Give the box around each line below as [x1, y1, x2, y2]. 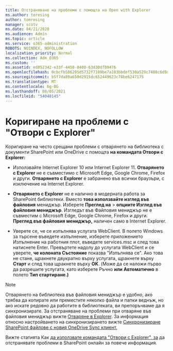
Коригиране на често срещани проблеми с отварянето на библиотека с [5, 143, 164, 150]
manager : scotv [5, 22, 38, 27]
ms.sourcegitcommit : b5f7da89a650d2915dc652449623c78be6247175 [5, 75, 144, 80]
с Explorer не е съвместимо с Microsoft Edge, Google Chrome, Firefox [12, 170, 166, 176]
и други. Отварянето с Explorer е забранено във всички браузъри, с [12, 175, 165, 181]
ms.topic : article [5, 36, 45, 42]
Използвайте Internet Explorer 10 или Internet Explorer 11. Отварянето [12, 164, 165, 171]
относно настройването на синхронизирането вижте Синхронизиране [5, 319, 161, 325]
